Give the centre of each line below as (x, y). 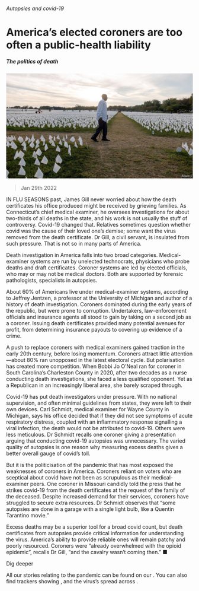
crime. (14, 336)
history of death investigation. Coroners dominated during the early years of (99, 304)
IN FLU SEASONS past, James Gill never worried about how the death (91, 199)
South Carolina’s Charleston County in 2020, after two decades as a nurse (97, 373)
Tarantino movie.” (28, 516)
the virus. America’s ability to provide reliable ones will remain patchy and (96, 539)
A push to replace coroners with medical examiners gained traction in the (95, 348)
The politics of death (32, 62)
